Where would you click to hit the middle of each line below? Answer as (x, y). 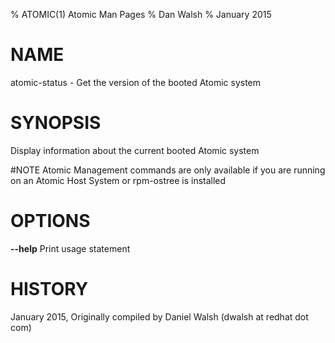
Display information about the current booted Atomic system (135, 150)
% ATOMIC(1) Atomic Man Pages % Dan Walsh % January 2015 (141, 14)
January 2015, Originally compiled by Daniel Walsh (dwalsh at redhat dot (159, 316)
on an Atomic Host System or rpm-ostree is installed (118, 180)
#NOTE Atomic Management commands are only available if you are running (168, 170)
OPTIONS (50, 221)
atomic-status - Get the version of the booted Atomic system (136, 82)
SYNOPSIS (56, 123)
